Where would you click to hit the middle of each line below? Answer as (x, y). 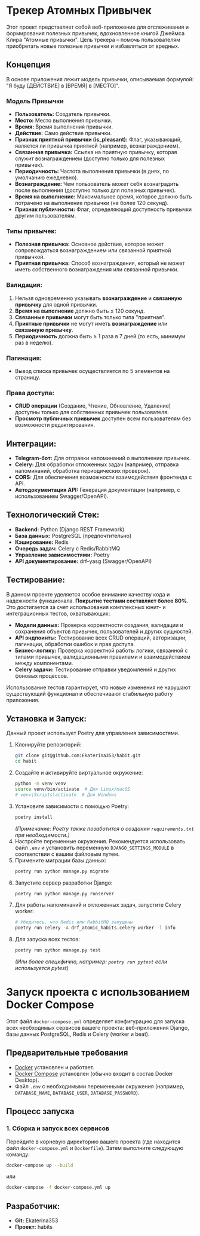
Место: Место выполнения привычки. (63, 121)
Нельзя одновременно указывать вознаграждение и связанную (98, 298)
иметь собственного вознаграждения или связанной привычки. (97, 270)
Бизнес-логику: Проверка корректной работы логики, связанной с (101, 650)
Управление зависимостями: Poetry (62, 555)
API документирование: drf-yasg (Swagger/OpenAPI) (83, 561)
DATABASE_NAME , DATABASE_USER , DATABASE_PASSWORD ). (77, 1093)
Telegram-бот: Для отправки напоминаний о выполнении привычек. (103, 458)
